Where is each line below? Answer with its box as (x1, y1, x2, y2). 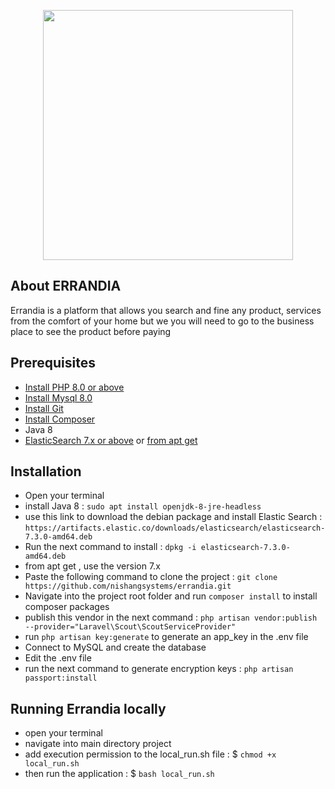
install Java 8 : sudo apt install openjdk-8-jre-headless (24, 500, 262, 512)
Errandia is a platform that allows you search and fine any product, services (10, 304, 322, 316)
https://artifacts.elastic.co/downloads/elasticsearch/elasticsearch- (24, 523, 326, 534)
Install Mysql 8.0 (24, 391, 93, 404)
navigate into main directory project (24, 738, 172, 750)
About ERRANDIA (10, 278, 122, 295)
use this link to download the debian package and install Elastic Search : (24, 511, 323, 523)
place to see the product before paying (10, 325, 172, 337)
